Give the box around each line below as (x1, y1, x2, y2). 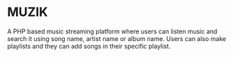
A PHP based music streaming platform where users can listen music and (7, 27, 218, 35)
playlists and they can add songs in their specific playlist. (7, 42, 171, 50)
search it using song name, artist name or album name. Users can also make (7, 34, 227, 42)
